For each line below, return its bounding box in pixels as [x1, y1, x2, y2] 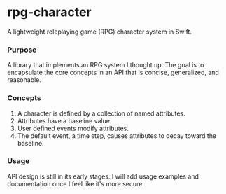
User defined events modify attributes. [17, 124, 129, 132]
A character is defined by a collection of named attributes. [17, 109, 185, 118]
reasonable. [7, 76, 42, 84]
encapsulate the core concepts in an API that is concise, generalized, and [7, 68, 219, 77]
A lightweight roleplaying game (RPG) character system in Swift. [7, 27, 192, 36]
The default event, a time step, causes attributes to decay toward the [17, 131, 217, 140]
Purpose [7, 45, 37, 55]
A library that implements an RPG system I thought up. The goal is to [7, 61, 204, 69]
